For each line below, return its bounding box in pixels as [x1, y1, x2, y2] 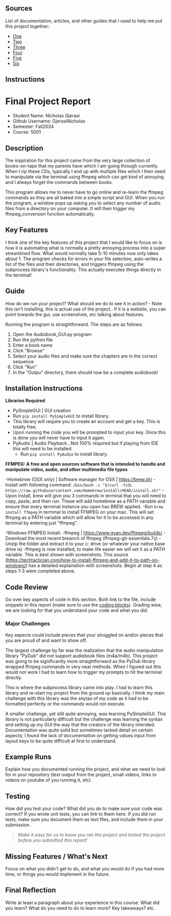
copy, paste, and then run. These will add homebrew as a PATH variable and [5, 498, 166, 504]
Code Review [5, 582, 48, 591]
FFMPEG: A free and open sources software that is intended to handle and [5, 461, 165, 467]
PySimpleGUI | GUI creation [12, 407, 71, 414]
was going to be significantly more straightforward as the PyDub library [5, 658, 156, 664]
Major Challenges [5, 620, 50, 627]
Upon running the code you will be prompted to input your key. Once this [12, 429, 166, 435]
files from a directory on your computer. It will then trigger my [5, 205, 135, 212]
